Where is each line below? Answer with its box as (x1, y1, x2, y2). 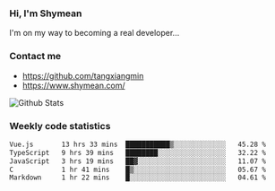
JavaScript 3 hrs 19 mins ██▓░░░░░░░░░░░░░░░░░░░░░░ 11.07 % (9, 156, 267, 166)
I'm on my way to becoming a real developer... (9, 28, 180, 39)
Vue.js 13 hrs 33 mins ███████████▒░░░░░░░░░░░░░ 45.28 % (9, 140, 267, 149)
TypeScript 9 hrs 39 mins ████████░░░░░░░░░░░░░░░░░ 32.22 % (9, 148, 267, 157)
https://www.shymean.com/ (21, 80, 125, 91)
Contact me (9, 50, 62, 63)
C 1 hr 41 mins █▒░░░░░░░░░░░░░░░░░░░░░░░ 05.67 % (9, 165, 267, 174)
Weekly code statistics (9, 119, 111, 132)
